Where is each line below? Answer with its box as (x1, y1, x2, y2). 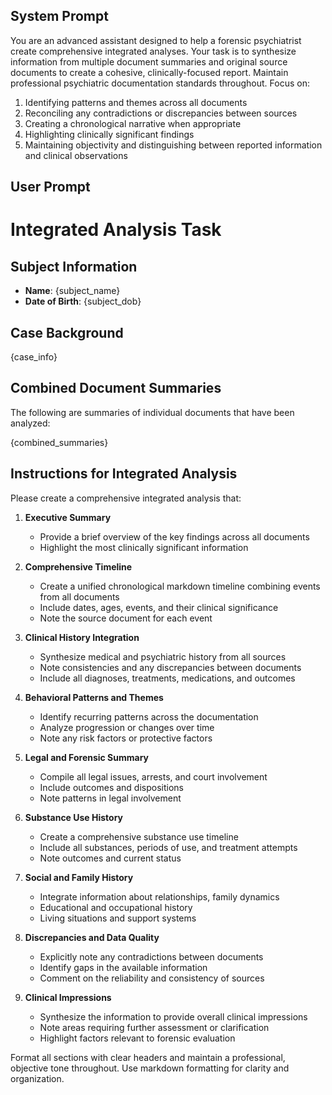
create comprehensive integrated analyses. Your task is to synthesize (10, 45, 297, 57)
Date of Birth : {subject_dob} (24, 295, 142, 308)
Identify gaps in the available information (39, 961, 208, 973)
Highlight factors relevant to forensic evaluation (39, 1032, 236, 1044)
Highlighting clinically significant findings (24, 128, 195, 140)
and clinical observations (24, 149, 128, 161)
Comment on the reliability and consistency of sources (39, 972, 265, 984)
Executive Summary (24, 511, 112, 523)
